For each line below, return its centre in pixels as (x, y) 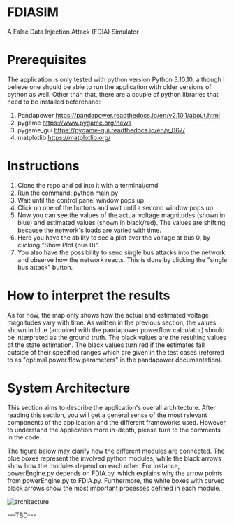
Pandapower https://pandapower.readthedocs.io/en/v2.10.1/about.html (118, 115)
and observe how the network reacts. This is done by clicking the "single (122, 259)
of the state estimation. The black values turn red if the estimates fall (106, 345)
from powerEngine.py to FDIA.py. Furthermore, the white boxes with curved (116, 480)
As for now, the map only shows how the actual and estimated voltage (108, 315)
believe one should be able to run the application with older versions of (109, 87)
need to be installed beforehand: (54, 102)
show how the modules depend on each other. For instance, (94, 465)
